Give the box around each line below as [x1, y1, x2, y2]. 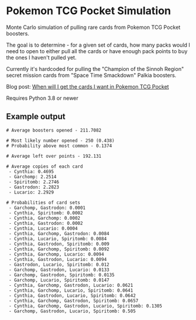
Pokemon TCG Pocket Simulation [6, 4, 171, 18]
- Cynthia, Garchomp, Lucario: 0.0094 [8, 251, 104, 257]
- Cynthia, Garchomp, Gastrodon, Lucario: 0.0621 [8, 282, 133, 288]
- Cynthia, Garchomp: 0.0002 [8, 215, 81, 221]
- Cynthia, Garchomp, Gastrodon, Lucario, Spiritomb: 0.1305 [8, 303, 162, 309]
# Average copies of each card [6, 164, 83, 169]
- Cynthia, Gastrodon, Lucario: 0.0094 [8, 256, 107, 262]
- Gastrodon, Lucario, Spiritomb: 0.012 [8, 262, 110, 267]
